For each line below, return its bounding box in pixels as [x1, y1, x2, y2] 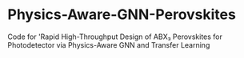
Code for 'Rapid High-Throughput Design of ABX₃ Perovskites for [7, 32, 223, 41]
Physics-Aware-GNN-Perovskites [7, 6, 237, 24]
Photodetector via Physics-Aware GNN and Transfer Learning [7, 40, 210, 49]
